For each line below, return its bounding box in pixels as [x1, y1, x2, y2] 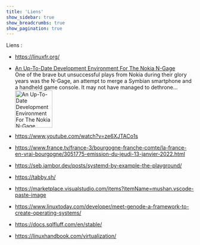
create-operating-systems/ [14, 209, 82, 216]
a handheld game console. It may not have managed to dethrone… [14, 84, 178, 91]
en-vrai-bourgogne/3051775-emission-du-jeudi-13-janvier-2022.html [14, 150, 186, 158]
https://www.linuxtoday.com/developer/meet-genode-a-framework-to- [14, 203, 189, 210]
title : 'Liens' [6, 8, 44, 15]
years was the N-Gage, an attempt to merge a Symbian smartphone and [14, 77, 192, 85]
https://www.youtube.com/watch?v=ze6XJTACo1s [14, 132, 139, 140]
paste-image [14, 191, 46, 199]
